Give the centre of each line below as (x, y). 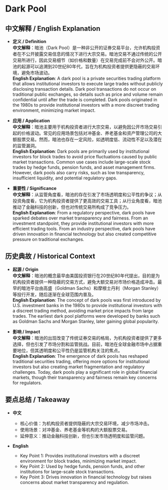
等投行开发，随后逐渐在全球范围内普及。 (54, 294)
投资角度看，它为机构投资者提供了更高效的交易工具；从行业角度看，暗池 (87, 201)
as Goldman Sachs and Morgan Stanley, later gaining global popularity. (86, 321)
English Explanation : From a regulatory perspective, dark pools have (84, 213)
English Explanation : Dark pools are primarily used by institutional (81, 151)
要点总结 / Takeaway (38, 400)
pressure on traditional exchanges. (48, 239)
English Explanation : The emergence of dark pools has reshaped (80, 356)
